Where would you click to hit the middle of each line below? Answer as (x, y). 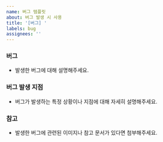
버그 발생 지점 (25, 87)
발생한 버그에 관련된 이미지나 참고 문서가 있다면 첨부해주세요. (86, 133)
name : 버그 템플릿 (26, 12)
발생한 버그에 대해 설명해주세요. (52, 70)
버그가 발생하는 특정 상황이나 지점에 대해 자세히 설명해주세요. (86, 101)
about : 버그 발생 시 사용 (34, 17)
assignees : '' (24, 34)
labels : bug (21, 28)
